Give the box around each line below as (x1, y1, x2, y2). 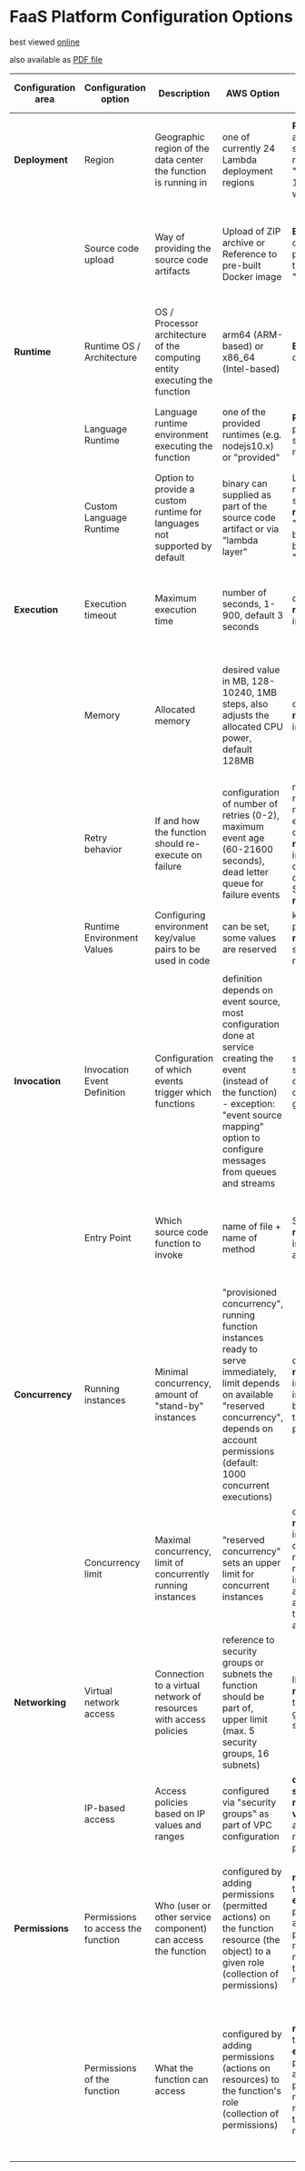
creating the (221, 1051, 274, 1064)
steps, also (221, 697, 269, 710)
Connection (154, 1668, 204, 1680)
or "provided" (221, 451, 280, 463)
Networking (14, 1696, 66, 1708)
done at (221, 1029, 255, 1041)
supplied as (221, 488, 272, 501)
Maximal (154, 1533, 192, 1546)
